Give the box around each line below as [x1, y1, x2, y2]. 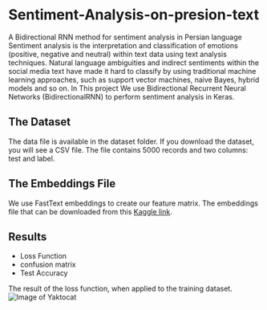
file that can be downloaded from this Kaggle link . [8, 206, 172, 216]
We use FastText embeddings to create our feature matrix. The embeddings [8, 198, 259, 208]
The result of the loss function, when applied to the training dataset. [8, 283, 233, 294]
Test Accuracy [19, 268, 68, 278]
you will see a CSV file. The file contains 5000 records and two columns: [8, 145, 249, 154]
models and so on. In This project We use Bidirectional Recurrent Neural [8, 83, 246, 93]
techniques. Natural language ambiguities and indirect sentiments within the [8, 58, 259, 67]
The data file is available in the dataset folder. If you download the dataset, [8, 137, 255, 146]
